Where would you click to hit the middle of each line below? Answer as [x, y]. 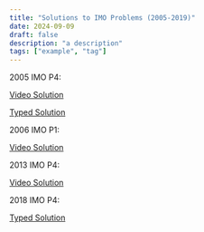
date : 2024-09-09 [42, 26]
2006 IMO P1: [35, 130]
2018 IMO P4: [35, 200]
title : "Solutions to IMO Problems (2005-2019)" [102, 18]
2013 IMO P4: [35, 165]
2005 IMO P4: [35, 77]
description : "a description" [66, 43]
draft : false [34, 34]
